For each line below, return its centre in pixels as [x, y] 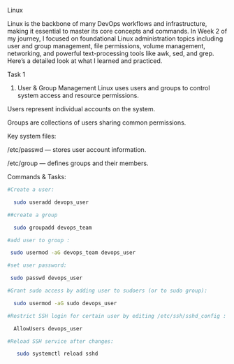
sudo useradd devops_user [51, 202]
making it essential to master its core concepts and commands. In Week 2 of [117, 31]
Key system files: [32, 136]
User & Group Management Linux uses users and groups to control [114, 88]
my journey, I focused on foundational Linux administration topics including [115, 38]
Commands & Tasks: [37, 177]
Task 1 [16, 74]
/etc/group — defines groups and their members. [78, 163]
